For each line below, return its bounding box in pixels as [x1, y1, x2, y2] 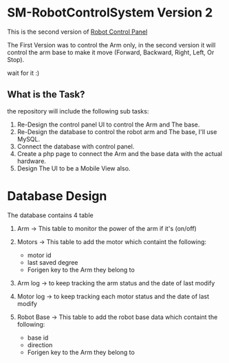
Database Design [7, 188, 107, 203]
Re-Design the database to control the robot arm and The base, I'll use [17, 127, 217, 135]
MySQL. [17, 135, 41, 143]
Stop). [7, 55, 25, 63]
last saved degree [27, 258, 78, 266]
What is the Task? [7, 89, 85, 100]
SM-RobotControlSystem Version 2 [7, 5, 213, 21]
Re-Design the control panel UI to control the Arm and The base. [17, 120, 200, 129]
